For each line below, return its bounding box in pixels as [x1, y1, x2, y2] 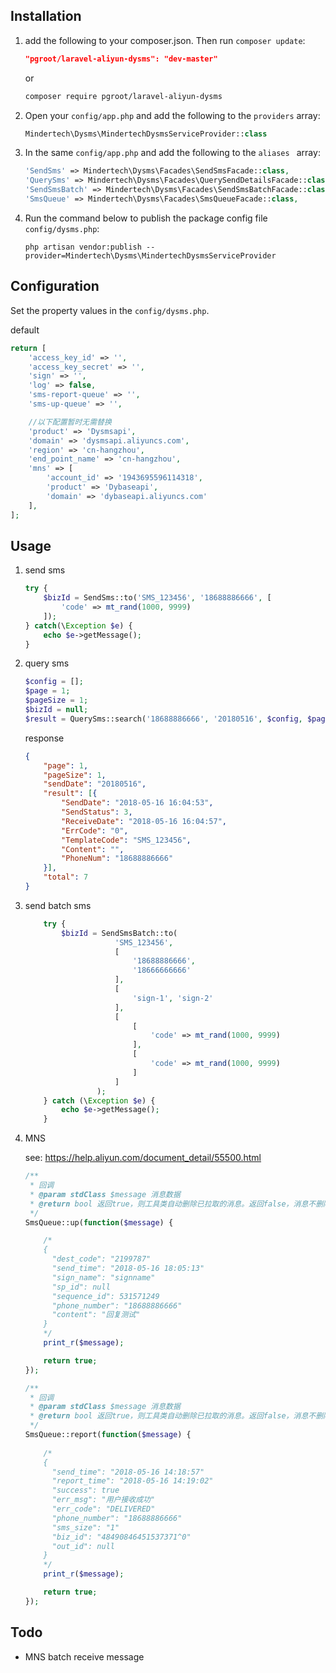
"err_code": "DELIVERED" [51, 1504, 156, 1514]
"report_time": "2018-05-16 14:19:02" [51, 1476, 214, 1486]
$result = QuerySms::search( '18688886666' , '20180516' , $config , [24, 714, 303, 724]
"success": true [51, 1485, 120, 1496]
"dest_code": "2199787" [51, 1254, 152, 1264]
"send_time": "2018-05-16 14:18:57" [51, 1467, 205, 1477]
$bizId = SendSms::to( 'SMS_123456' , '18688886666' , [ [43, 593, 272, 603]
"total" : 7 [43, 872, 89, 883]
